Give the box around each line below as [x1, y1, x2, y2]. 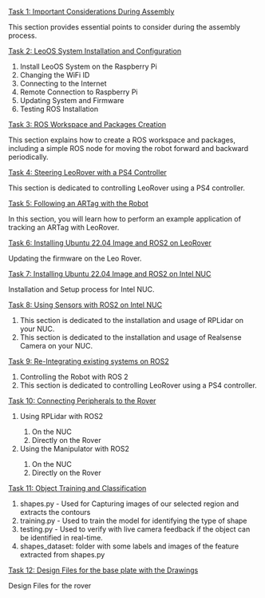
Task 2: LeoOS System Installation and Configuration [8, 46, 182, 55]
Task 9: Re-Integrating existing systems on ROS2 [8, 357, 169, 366]
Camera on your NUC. [19, 341, 93, 350]
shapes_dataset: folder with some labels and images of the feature [19, 541, 239, 551]
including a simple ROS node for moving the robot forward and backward [8, 144, 249, 153]
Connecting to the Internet [19, 79, 107, 88]
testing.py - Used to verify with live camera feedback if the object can [19, 524, 251, 534]
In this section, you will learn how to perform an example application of [8, 214, 242, 223]
